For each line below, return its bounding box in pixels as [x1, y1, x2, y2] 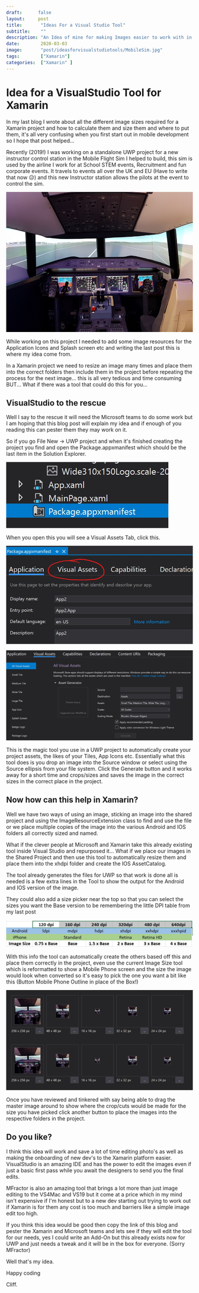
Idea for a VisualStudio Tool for [6, 86, 162, 99]
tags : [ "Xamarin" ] [6, 53, 70, 59]
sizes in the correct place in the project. [6, 777, 103, 785]
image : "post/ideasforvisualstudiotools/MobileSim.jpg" [6, 47, 163, 53]
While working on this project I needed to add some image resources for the [6, 338, 192, 345]
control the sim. [6, 180, 44, 187]
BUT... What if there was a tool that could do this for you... [6, 381, 148, 388]
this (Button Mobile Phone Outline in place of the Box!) [6, 978, 139, 985]
